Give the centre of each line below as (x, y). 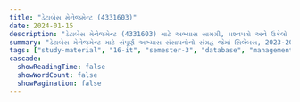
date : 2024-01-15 (42, 26)
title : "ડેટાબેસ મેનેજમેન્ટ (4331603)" (73, 17)
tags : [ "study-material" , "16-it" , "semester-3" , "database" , (127, 51)
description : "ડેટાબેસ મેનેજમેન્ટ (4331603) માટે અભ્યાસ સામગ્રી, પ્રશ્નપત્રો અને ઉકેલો (148, 34)
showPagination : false (59, 83)
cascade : (25, 59)
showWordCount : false (58, 75)
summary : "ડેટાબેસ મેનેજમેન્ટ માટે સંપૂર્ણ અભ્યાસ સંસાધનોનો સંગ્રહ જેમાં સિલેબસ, (135, 42)
